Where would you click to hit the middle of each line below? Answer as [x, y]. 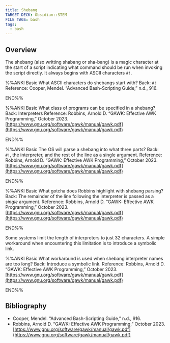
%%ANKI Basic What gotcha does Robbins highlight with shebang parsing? [84, 191]
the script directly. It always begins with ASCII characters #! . [69, 72]
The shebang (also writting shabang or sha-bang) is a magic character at [82, 62]
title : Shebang [21, 10]
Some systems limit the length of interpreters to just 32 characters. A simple [85, 237]
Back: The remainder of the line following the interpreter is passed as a [80, 196]
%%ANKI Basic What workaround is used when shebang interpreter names [84, 258]
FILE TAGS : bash [22, 19]
